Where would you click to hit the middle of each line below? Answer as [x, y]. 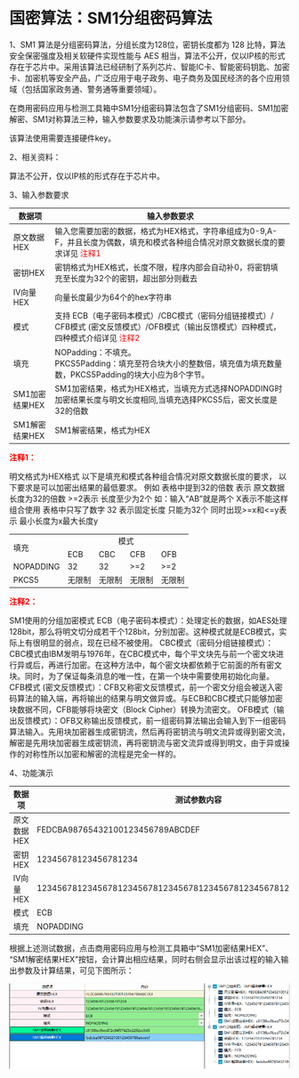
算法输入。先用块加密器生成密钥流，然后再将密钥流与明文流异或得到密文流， [149, 732]
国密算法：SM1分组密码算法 [111, 18]
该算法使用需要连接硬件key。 [63, 138]
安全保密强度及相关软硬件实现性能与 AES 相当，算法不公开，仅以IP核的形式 [147, 55]
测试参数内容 [198, 800]
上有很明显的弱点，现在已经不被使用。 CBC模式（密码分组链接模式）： [145, 643]
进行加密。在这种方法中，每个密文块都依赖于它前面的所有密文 [169, 665]
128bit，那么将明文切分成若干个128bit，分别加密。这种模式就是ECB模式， [144, 631]
